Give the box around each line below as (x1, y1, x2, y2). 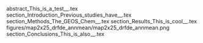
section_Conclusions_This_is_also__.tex (6, 30, 105, 38)
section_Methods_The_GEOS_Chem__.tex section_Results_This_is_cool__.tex (6, 18, 197, 24)
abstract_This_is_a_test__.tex (6, 5, 78, 12)
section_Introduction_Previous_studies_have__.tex (6, 11, 132, 19)
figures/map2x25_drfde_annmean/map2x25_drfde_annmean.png (6, 24, 169, 31)
